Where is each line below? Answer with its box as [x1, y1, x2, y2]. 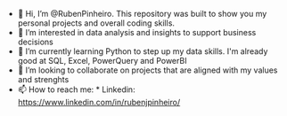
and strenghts [17, 74, 70, 84]
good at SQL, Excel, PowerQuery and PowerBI [17, 56, 187, 66]
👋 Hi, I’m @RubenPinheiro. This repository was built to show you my [17, 9, 267, 19]
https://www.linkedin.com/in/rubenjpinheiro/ [17, 97, 181, 107]
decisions [17, 36, 53, 47]
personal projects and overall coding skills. [17, 18, 176, 28]
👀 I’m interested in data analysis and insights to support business [17, 27, 257, 37]
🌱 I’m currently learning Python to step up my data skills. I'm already [17, 46, 268, 57]
